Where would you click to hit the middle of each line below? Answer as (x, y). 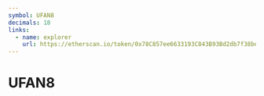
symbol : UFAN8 (31, 15)
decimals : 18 (29, 23)
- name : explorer (44, 37)
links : (19, 30)
